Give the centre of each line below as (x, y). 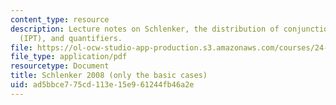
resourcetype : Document (60, 66)
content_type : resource (60, 19)
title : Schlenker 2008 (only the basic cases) (109, 76)
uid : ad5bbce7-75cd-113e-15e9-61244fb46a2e (102, 85)
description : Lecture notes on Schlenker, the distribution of (145, 29)
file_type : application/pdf (69, 57)
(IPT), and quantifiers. (71, 38)
